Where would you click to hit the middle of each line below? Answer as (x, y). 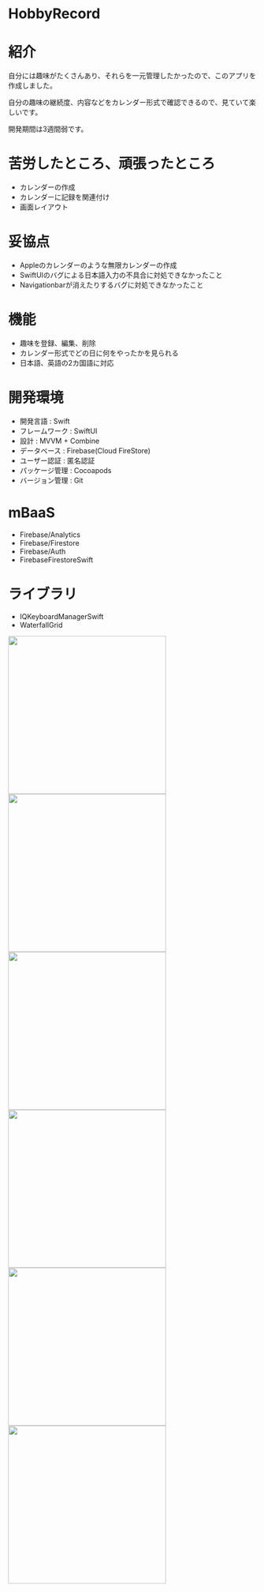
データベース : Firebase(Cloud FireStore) (85, 450)
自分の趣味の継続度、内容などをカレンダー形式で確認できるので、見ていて (129, 103)
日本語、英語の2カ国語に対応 (67, 362)
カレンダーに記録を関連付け (65, 197)
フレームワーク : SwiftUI (58, 430)
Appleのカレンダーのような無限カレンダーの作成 (98, 265)
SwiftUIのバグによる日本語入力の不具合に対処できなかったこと (121, 275)
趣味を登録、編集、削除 (58, 343)
